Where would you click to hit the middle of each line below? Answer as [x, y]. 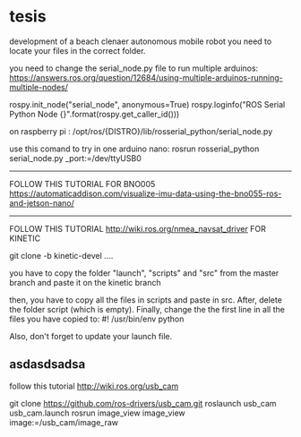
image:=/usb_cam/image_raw [64, 422]
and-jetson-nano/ [42, 202]
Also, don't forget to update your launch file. [91, 336]
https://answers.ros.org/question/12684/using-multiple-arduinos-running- [146, 77]
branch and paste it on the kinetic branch [85, 282]
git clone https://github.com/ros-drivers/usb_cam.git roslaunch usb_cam [143, 403]
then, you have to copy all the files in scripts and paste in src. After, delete [146, 300]
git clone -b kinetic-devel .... [61, 255]
